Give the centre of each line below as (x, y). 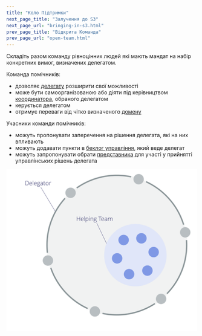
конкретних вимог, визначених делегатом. (61, 63)
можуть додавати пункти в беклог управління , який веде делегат (100, 148)
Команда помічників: (33, 74)
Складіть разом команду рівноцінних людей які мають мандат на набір (99, 56)
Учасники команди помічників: (46, 123)
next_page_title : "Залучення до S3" (52, 19)
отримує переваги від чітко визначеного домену (78, 112)
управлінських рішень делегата (56, 161)
